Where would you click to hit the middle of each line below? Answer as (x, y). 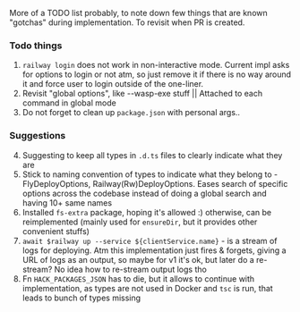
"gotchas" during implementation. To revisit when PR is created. (127, 22)
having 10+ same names (67, 202)
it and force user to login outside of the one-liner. (113, 84)
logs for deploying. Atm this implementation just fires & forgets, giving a (154, 250)
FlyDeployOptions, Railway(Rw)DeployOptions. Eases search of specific (155, 183)
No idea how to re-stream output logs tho (131, 269)
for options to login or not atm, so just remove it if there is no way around (157, 74)
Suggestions (38, 136)
